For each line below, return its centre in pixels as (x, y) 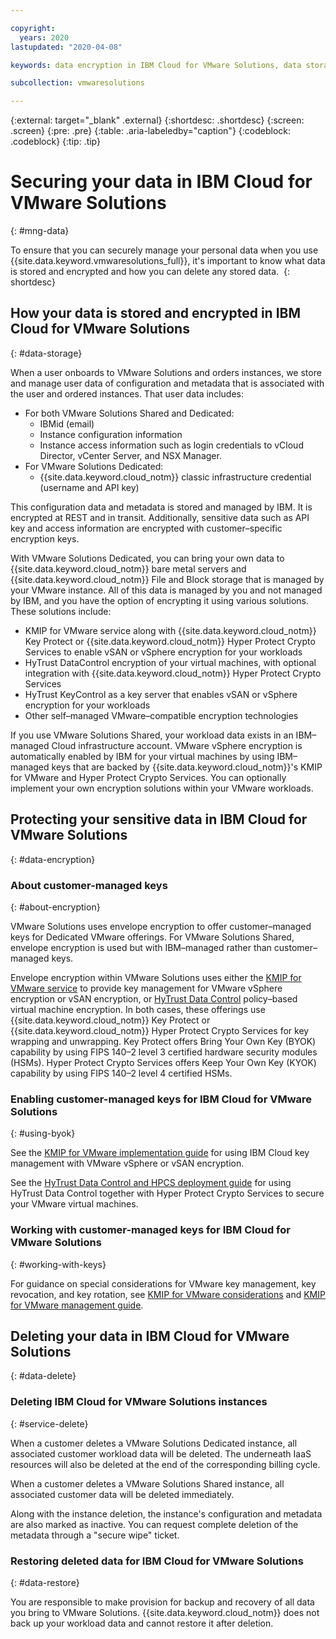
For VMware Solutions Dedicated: (94, 466)
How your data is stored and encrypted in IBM (156, 313)
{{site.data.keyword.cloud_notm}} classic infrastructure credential (175, 477)
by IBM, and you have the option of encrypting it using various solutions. (159, 600)
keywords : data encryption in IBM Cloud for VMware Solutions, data (156, 65)
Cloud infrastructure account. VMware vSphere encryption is (177, 745)
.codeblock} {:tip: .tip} (56, 142)
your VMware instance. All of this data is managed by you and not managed (166, 590)
